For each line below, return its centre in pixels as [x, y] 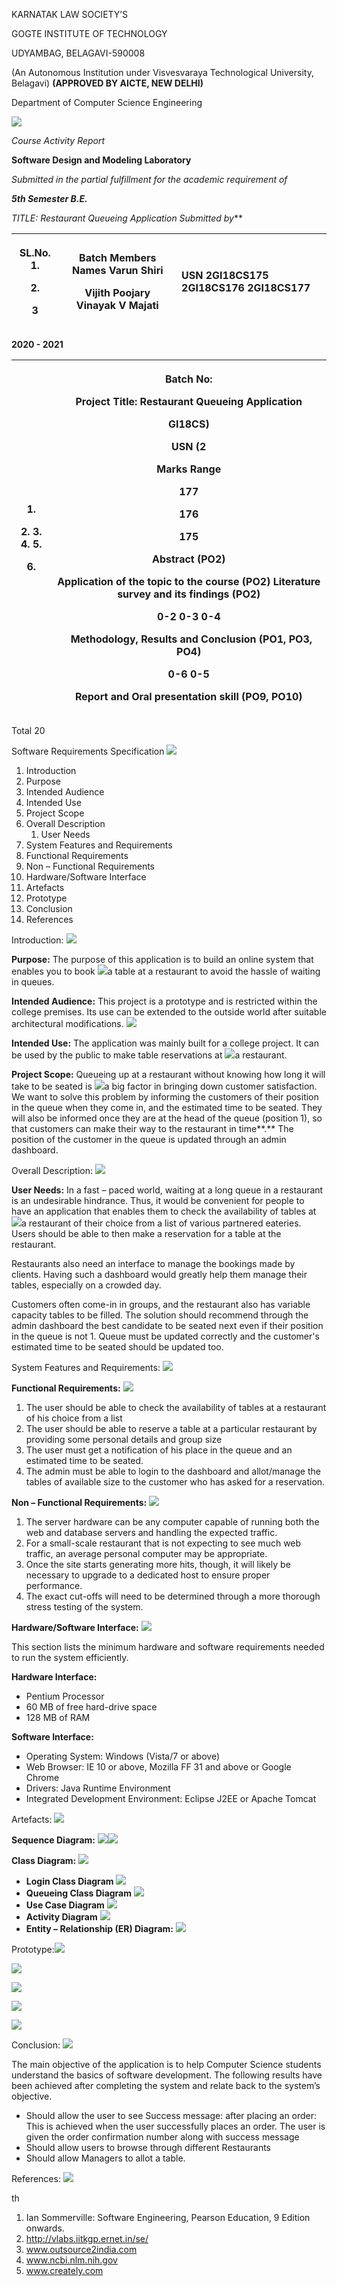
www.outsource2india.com [81, 2249]
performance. [54, 1585]
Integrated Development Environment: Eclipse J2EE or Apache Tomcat [171, 1798]
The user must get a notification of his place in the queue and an [159, 1450]
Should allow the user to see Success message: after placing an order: [171, 2115]
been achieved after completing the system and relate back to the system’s [166, 2085]
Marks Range [189, 469]
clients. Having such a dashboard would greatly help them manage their [159, 1274]
